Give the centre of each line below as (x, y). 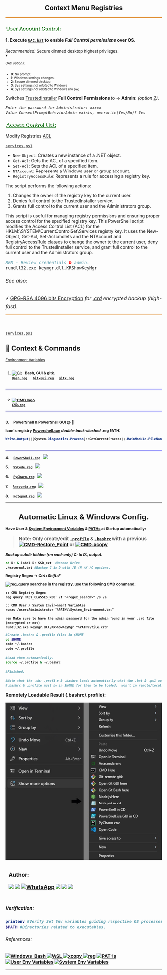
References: (19, 940)
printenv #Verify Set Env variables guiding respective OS (72, 922)
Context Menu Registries (84, 8)
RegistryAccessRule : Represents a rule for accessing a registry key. (81, 176)
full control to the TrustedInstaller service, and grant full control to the (77, 247)
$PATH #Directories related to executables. (56, 927)
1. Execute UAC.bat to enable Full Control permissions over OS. (71, 40)
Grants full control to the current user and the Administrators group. (82, 206)
